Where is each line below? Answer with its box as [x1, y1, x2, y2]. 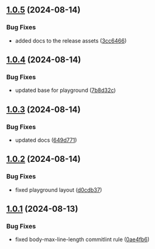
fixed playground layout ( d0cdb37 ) [15, 186, 102, 194]
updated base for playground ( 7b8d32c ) [15, 86, 116, 94]
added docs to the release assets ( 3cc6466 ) [15, 37, 127, 44]
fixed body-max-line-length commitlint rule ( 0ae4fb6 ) [15, 236, 150, 243]
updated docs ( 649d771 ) [15, 136, 77, 144]
